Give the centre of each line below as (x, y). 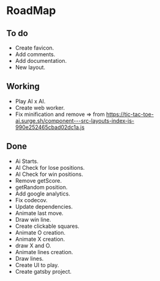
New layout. (30, 67)
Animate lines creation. (44, 252)
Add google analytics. (42, 194)
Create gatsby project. (43, 271)
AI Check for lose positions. (50, 167)
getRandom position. (41, 187)
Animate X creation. (40, 239)
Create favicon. (35, 48)
